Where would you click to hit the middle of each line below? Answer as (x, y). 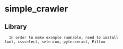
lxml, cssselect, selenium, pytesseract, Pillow (55, 42)
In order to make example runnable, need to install (64, 37)
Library (16, 27)
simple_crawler (36, 9)
